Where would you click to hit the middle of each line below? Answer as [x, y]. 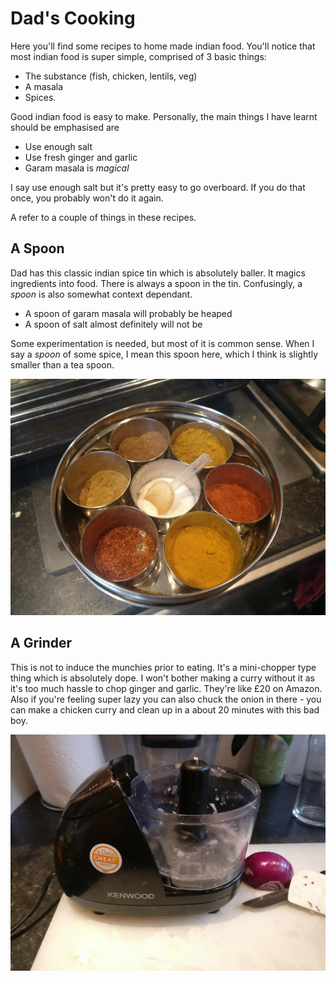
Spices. [40, 97]
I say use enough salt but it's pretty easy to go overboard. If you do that [158, 187]
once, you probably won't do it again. [87, 198]
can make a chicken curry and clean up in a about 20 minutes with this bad [165, 709]
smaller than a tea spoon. [62, 364]
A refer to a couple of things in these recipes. [103, 217]
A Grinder [41, 643]
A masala [44, 86]
